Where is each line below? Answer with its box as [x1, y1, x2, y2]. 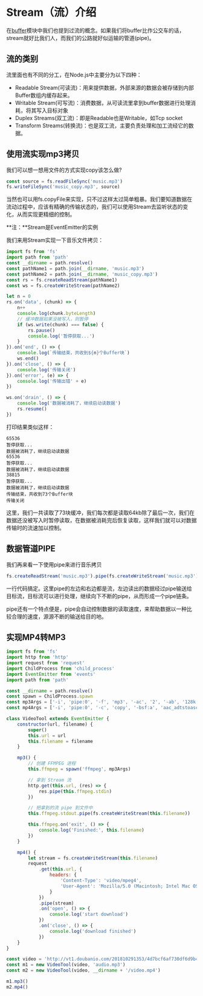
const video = [6, 956, 42, 962]
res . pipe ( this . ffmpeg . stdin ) [38, 788, 112, 795]
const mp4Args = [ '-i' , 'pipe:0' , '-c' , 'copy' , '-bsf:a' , [6, 705, 158, 711]
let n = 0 [6, 294, 31, 300]
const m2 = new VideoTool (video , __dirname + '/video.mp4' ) [6, 967, 161, 974]
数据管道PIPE [6, 543, 56, 554]
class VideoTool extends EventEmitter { [6, 716, 110, 722]
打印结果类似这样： [6, 423, 54, 431]
